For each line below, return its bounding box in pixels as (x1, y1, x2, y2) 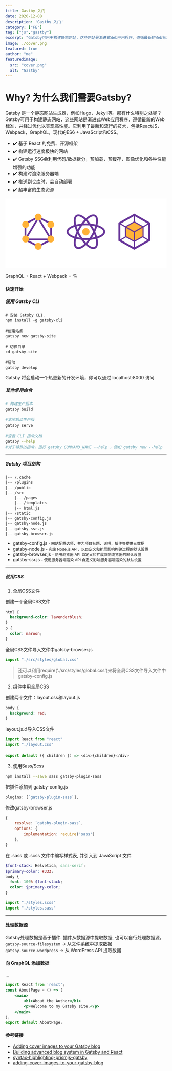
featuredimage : (5, 57, 38, 62)
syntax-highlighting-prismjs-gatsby (12, 1054, 88, 1061)
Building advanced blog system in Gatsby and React (12, 1049, 123, 1055)
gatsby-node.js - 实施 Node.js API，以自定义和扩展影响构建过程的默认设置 (12, 545, 148, 552)
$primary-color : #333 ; (5, 868, 54, 874)
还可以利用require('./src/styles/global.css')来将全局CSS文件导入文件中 (17, 667, 166, 673)
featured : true (5, 46, 38, 51)
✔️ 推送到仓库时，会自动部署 (12, 178, 73, 185)
